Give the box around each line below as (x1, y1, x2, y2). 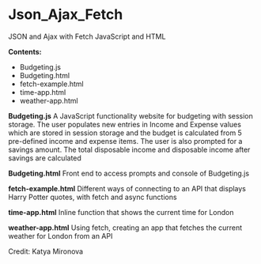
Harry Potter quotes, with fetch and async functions (8, 192, 177, 202)
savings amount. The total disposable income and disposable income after (8, 145, 251, 154)
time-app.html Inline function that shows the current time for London (8, 207, 234, 217)
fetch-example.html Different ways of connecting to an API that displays (8, 183, 247, 193)
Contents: (8, 47, 42, 56)
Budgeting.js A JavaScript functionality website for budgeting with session (8, 111, 253, 120)
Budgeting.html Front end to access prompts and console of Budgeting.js (8, 168, 250, 178)
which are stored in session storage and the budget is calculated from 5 (8, 128, 243, 138)
